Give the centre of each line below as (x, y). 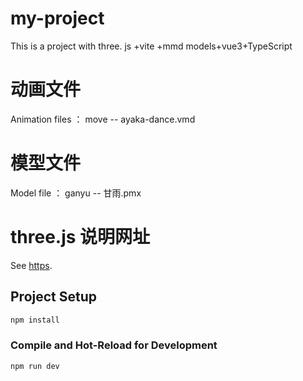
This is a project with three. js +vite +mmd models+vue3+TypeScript (151, 46)
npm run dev (35, 366)
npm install (35, 320)
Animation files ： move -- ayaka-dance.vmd (103, 119)
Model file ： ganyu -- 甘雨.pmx (76, 193)
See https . (31, 265)
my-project (57, 18)
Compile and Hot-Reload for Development (114, 345)
